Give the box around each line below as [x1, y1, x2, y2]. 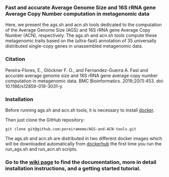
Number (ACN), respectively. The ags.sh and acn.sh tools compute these [5, 32, 157, 39]
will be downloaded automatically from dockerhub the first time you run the [5, 140, 162, 147]
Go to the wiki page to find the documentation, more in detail [5, 158, 156, 165]
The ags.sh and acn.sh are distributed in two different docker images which [5, 135, 162, 141]
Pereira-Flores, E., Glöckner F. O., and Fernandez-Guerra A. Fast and [5, 67, 148, 73]
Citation [5, 56, 25, 63]
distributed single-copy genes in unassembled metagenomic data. [5, 43, 143, 49]
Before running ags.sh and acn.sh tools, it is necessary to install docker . [5, 107, 155, 113]
